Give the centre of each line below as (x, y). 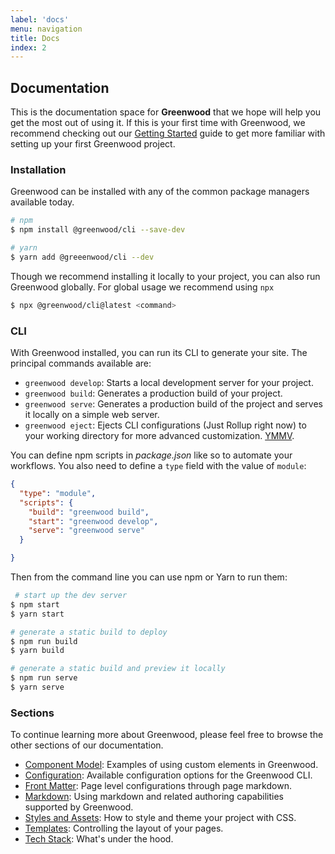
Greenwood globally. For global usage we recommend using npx (142, 287)
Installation (38, 169)
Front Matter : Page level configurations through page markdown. (158, 786)
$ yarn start (37, 614)
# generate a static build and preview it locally (118, 669)
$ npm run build (44, 641)
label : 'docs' (40, 19)
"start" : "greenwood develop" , (93, 521)
